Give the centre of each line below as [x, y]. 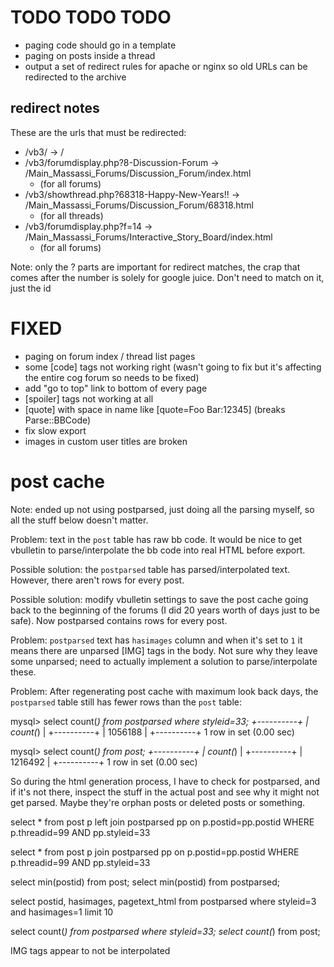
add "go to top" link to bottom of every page [116, 388]
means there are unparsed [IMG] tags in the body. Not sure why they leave [164, 650]
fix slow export [55, 430]
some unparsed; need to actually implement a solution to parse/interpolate [164, 661]
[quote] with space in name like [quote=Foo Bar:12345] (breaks [155, 409]
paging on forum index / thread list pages [110, 356]
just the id [31, 288]
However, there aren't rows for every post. [97, 580]
